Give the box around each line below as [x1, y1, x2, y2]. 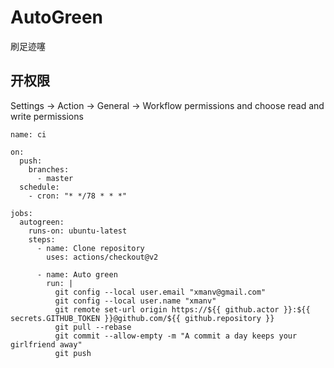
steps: [28, 234, 56, 245]
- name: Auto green [36, 269, 118, 280]
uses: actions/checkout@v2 [46, 252, 159, 262]
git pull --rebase [54, 322, 132, 332]
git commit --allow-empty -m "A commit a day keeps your [54, 331, 298, 341]
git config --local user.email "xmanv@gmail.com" [54, 287, 267, 297]
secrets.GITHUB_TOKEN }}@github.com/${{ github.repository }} [10, 313, 275, 323]
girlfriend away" [10, 339, 83, 350]
